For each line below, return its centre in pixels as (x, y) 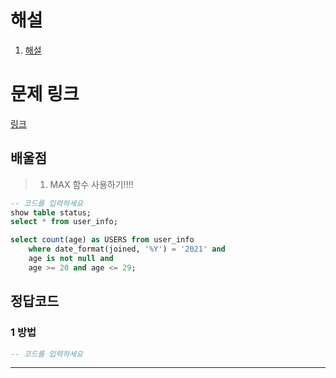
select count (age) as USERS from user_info (102, 240)
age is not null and (71, 259)
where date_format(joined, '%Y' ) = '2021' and (127, 249)
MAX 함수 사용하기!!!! (91, 184)
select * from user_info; (64, 222)
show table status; (51, 212)
